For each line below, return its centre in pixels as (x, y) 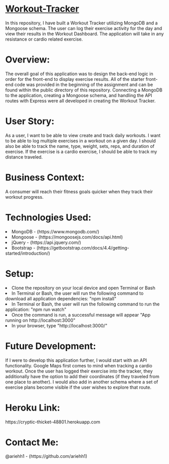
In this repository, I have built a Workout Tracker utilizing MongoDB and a (82, 23)
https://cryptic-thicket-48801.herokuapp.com (53, 422)
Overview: (28, 60)
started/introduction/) (28, 253)
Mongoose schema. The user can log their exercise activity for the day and (84, 28)
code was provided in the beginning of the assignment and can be (84, 84)
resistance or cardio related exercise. (44, 39)
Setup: (20, 274)
